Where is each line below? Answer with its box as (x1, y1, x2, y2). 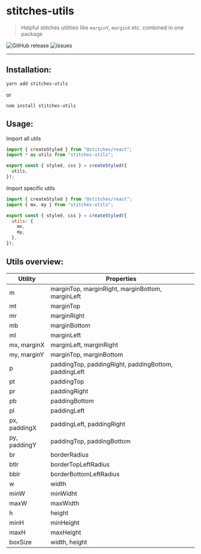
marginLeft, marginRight (50, 341, 118, 349)
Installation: (6, 65, 52, 75)
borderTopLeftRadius (50, 460, 110, 469)
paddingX (9, 423, 37, 431)
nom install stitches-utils (6, 103, 77, 109)
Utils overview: (6, 257, 64, 267)
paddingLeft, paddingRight (50, 420, 126, 428)
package (20, 30, 43, 37)
